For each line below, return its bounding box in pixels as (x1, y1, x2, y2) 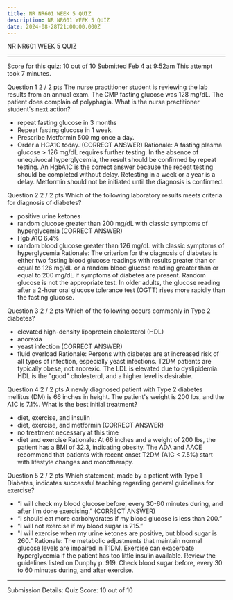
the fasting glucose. (17, 293, 74, 302)
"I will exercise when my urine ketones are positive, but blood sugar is (17, 529, 217, 537)
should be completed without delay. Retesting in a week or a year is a (17, 170, 216, 179)
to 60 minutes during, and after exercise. (17, 566, 134, 574)
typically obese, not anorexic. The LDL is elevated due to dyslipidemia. (17, 364, 220, 373)
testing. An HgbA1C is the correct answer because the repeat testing (17, 163, 214, 171)
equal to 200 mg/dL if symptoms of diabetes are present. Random (17, 271, 206, 279)
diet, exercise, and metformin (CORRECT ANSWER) (17, 421, 164, 430)
